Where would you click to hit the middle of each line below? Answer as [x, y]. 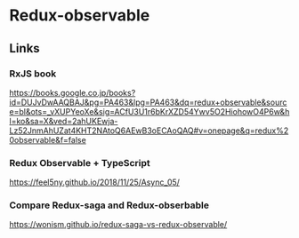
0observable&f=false [48, 139]
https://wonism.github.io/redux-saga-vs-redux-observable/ [118, 225]
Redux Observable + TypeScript [80, 163]
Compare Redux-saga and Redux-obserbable [109, 205]
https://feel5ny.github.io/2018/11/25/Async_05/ [95, 182]
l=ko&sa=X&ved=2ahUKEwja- [64, 121]
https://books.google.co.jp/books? [73, 92]
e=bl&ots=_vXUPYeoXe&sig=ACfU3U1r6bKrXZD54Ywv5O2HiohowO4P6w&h [149, 111]
